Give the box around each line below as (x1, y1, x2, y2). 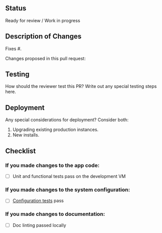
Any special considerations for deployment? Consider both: (5, 117, 129, 123)
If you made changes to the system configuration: (5, 186, 130, 193)
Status (5, 4, 27, 13)
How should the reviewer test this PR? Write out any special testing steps (5, 83, 157, 89)
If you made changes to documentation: (5, 211, 105, 218)
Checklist (5, 147, 36, 155)
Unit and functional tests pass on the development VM (12, 173, 126, 179)
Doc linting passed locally (12, 222, 67, 228)
